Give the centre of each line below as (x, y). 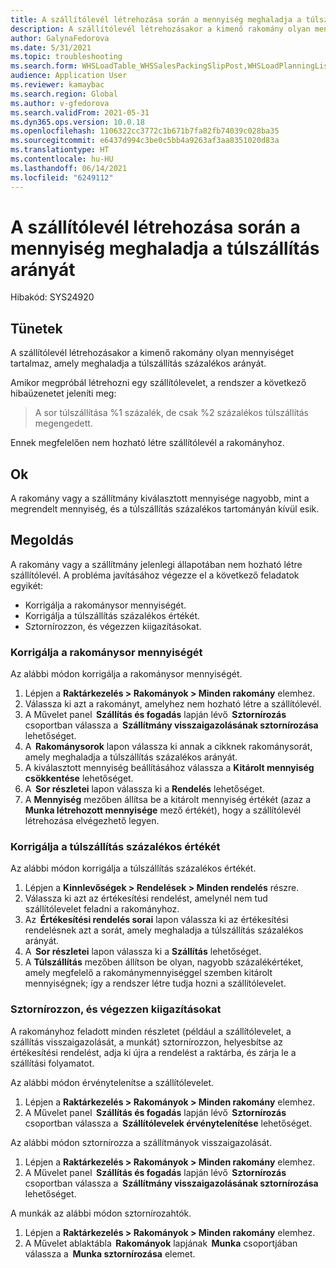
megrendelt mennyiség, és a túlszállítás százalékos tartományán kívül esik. (165, 509)
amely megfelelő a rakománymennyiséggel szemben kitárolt (148, 973)
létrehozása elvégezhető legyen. (92, 821)
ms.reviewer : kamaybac (57, 85)
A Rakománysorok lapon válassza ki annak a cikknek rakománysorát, (168, 747)
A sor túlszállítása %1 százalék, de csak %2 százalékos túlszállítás (171, 413)
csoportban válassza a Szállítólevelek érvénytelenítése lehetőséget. (168, 1123)
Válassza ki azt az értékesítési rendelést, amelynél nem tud (146, 898)
